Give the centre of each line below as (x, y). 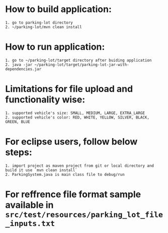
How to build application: (58, 9)
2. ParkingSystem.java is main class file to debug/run (65, 174)
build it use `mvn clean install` (41, 170)
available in (29, 205)
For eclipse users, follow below (71, 142)
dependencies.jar (23, 69)
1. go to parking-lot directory (39, 23)
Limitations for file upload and (69, 89)
